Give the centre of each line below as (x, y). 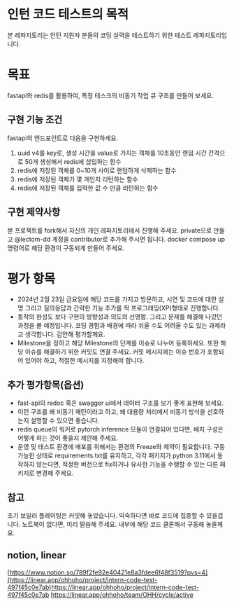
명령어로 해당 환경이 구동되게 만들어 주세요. (66, 248)
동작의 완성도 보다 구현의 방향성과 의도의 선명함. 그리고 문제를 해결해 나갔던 (120, 317)
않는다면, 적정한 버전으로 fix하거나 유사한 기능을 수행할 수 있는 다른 (127, 464)
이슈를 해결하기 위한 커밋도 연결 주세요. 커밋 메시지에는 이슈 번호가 (115, 352)
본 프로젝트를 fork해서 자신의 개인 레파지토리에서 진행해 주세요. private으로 (110, 230)
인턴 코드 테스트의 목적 (68, 14)
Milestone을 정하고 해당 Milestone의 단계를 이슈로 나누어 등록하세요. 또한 (118, 343)
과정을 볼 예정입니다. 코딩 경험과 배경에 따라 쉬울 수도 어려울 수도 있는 (112, 326)
